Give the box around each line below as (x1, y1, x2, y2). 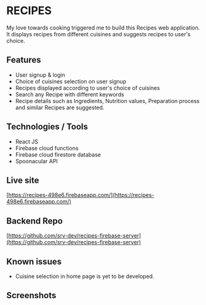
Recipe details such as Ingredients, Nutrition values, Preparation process (15, 97, 200, 104)
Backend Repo (6, 215, 63, 226)
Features (6, 55, 41, 65)
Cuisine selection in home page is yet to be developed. (15, 272, 155, 280)
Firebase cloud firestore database (15, 151, 101, 158)
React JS (15, 137, 39, 145)
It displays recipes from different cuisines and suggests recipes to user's (6, 30, 191, 37)
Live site (6, 175, 39, 185)
